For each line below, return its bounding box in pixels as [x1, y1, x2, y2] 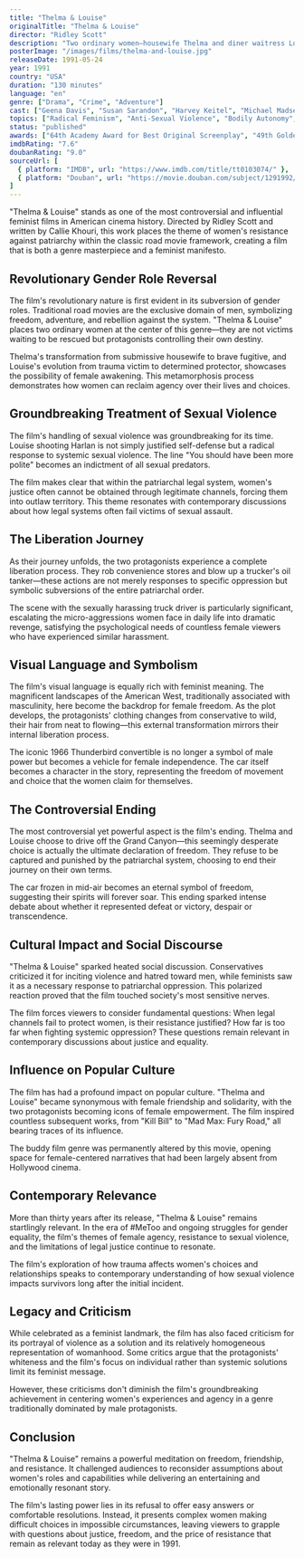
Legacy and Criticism [9, 1305, 132, 1320]
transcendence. [9, 911, 69, 922]
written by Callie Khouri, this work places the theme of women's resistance [9, 225, 289, 236]
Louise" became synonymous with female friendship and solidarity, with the [9, 1096, 292, 1107]
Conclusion [9, 1429, 76, 1445]
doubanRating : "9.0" [9, 148, 88, 157]
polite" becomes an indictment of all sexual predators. [9, 459, 211, 470]
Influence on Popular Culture [9, 1063, 176, 1078]
